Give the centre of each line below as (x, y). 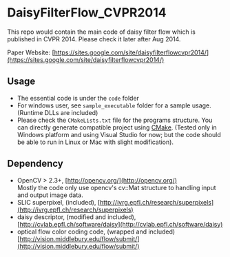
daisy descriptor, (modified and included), (76, 217)
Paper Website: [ (31, 52)
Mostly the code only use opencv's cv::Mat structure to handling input (116, 187)
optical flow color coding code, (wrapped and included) (96, 232)
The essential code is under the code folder (78, 98)
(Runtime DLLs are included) (57, 112)
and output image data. (50, 195)
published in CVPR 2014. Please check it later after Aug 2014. (94, 39)
